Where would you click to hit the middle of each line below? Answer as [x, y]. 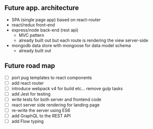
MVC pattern [31, 35]
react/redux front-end [33, 25]
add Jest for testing [31, 94]
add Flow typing [28, 121]
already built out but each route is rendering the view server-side [83, 40]
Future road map [30, 66]
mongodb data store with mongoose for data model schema [71, 45]
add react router [28, 83]
